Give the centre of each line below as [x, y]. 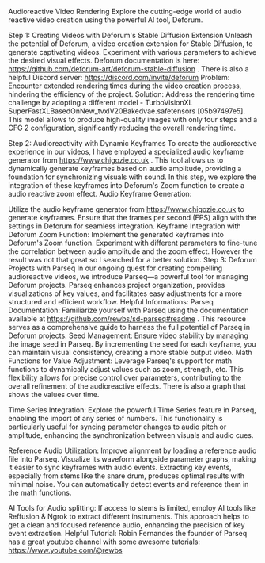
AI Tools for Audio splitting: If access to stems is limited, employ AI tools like [132, 508]
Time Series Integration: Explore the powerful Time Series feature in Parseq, [132, 410]
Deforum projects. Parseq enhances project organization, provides [117, 285]
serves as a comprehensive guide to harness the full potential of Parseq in [129, 327]
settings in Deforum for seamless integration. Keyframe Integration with [125, 226]
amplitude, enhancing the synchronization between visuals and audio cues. [131, 435]
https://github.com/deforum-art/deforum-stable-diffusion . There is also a [129, 69]
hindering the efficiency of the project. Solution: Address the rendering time [132, 94]
